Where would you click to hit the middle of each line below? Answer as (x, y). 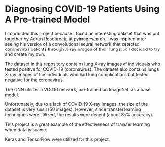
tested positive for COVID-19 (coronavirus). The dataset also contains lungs (82, 69)
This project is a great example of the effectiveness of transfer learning (78, 124)
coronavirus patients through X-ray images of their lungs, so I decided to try (82, 49)
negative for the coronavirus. (35, 80)
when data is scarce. (26, 129)
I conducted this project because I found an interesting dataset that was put (82, 33)
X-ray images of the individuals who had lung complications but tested (77, 74)
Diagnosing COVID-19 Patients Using (82, 9)
